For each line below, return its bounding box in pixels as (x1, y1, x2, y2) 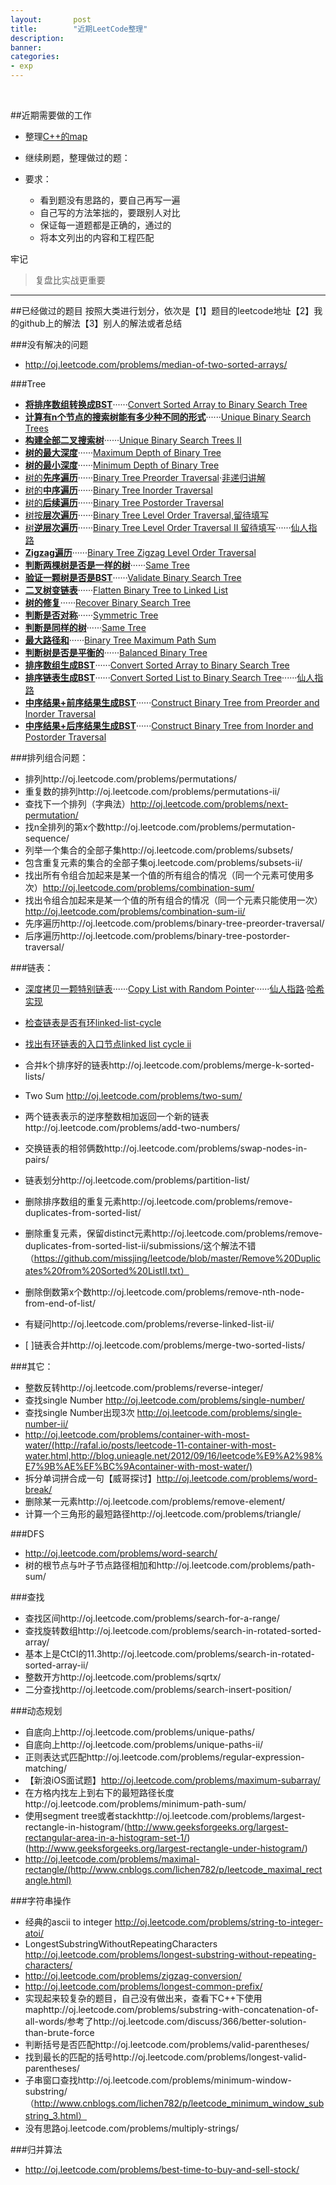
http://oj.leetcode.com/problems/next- (129, 798, 289, 810)
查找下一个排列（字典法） (24, 798, 131, 810)
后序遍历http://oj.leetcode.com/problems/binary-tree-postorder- (24, 930, 291, 941)
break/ (24, 1484, 53, 1495)
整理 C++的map (24, 131, 88, 142)
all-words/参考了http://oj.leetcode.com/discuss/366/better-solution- (24, 2016, 307, 2027)
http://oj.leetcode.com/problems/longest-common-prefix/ (24, 1981, 263, 1992)
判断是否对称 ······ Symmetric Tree (24, 609, 159, 621)
